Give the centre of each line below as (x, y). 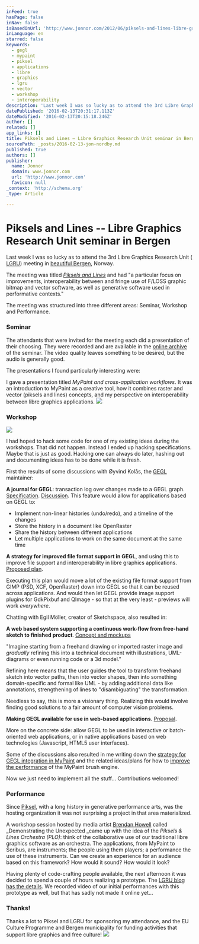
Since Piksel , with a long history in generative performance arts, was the (94, 807)
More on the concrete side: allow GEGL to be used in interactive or (87, 730)
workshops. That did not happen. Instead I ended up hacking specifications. (99, 447)
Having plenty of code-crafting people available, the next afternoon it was (96, 874)
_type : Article (25, 193)
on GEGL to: (21, 502)
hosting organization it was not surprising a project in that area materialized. (99, 813)
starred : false (25, 39)
